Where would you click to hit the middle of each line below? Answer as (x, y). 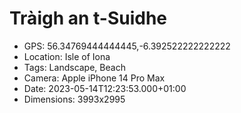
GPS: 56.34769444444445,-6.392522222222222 (127, 46)
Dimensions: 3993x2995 (74, 99)
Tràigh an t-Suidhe (88, 18)
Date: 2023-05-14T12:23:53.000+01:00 (105, 88)
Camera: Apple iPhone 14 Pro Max (94, 78)
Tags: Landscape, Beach (74, 67)
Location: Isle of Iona (67, 56)
